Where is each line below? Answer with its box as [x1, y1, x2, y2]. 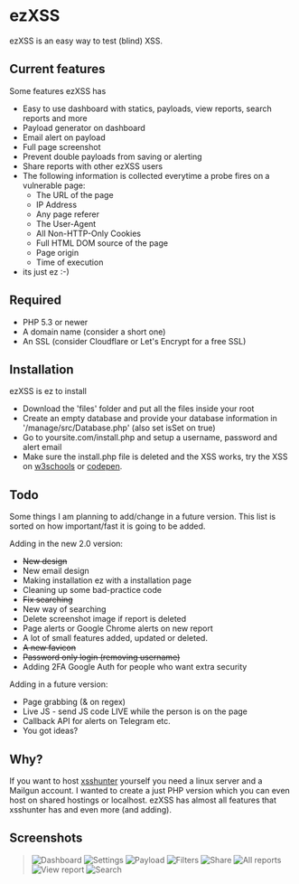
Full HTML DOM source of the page [35, 237, 169, 249]
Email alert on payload [22, 132, 106, 143]
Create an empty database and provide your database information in [22, 413, 277, 424]
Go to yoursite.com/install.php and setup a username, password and [22, 432, 278, 443]
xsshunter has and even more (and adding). [9, 804, 172, 814]
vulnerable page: [22, 180, 86, 191]
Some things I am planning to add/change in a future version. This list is [9, 512, 276, 522]
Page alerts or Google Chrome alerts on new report [22, 623, 214, 634]
